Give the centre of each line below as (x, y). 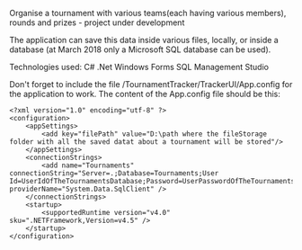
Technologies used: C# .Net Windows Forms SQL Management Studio (139, 67)
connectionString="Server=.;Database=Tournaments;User (114, 174)
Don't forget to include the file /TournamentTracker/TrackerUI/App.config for (151, 84)
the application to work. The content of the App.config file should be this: (145, 94)
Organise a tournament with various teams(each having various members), (148, 13)
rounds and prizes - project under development (97, 22)
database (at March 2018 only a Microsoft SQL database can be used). (140, 49)
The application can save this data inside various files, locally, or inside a (144, 40)
